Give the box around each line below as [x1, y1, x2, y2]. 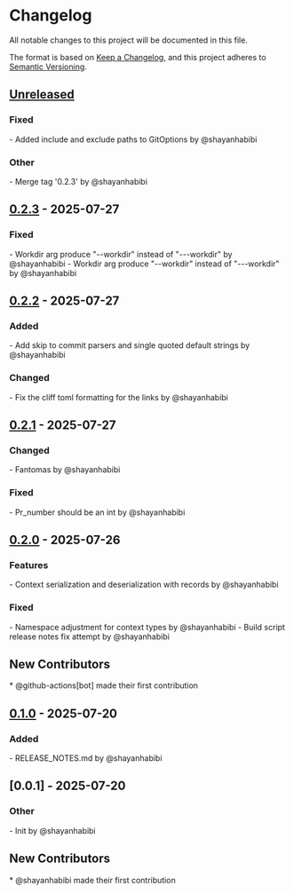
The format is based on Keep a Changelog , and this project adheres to [9, 51, 266, 62]
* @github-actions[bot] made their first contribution [9, 680, 198, 691]
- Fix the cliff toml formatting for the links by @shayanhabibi [9, 392, 229, 402]
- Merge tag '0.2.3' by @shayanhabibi [9, 176, 148, 186]
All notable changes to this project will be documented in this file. [9, 35, 249, 45]
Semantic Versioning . [9, 61, 87, 72]
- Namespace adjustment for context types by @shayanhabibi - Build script [9, 621, 286, 632]
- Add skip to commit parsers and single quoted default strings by [9, 340, 250, 351]
